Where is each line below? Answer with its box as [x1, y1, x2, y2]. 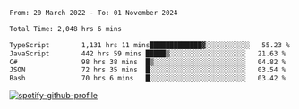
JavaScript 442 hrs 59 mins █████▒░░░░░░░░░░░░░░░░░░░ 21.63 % [9, 49, 286, 58]
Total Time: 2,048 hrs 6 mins [9, 24, 123, 33]
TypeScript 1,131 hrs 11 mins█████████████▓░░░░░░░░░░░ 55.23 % [9, 40, 291, 49]
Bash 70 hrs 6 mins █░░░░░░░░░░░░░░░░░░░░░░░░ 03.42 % [9, 74, 286, 83]
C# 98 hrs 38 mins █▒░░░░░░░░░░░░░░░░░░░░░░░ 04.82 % [9, 57, 286, 66]
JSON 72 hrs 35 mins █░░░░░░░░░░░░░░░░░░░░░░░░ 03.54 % [9, 65, 286, 75]
